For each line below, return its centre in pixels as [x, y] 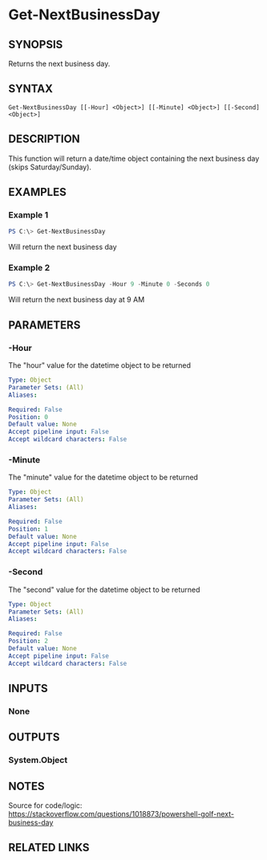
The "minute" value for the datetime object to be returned [103, 477]
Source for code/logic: [45, 805]
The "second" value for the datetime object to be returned [104, 589]
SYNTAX [31, 89]
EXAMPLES [37, 192]
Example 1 [28, 214]
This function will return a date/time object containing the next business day [134, 158]
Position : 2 [28, 641]
